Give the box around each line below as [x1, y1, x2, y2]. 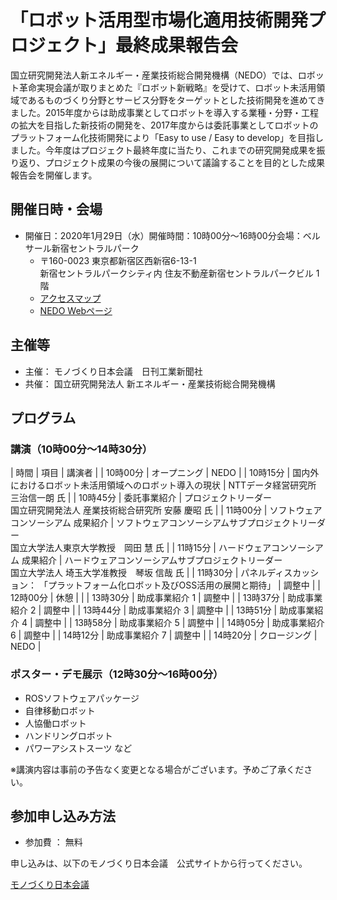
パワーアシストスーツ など [24, 742, 133, 754]
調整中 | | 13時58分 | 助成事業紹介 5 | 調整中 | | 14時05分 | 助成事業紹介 [34, 617, 325, 629]
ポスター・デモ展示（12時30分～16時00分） [10, 667, 224, 681]
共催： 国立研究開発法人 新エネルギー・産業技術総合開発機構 [24, 377, 276, 390]
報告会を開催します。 [10, 169, 98, 181]
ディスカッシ [266, 567, 320, 579]
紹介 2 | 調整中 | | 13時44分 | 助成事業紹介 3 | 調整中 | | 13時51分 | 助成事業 [10, 604, 315, 616]
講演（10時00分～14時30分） [10, 442, 153, 456]
